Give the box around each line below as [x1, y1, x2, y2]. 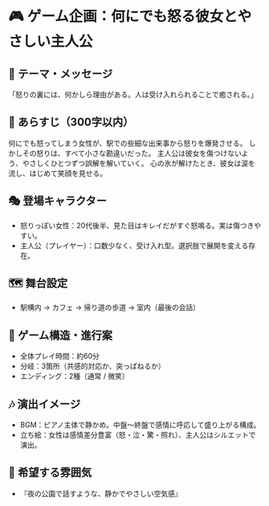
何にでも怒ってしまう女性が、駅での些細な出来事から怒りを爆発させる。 [8, 138, 247, 148]
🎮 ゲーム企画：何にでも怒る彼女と [8, 7, 238, 26]
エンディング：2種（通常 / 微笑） [19, 371, 130, 382]
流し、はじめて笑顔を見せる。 [8, 168, 107, 178]
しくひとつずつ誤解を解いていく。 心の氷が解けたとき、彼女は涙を [35, 158, 255, 168]
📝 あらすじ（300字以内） [8, 116, 134, 129]
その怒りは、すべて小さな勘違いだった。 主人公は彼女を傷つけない [22, 148, 243, 157]
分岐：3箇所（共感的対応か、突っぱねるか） [19, 361, 166, 371]
